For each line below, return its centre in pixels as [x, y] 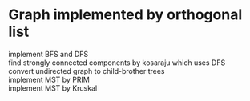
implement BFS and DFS [48, 54]
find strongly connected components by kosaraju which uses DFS [117, 63]
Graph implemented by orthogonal [125, 15]
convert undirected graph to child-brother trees [87, 71]
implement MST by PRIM [49, 79]
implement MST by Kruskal [53, 88]
